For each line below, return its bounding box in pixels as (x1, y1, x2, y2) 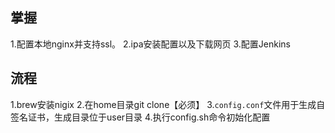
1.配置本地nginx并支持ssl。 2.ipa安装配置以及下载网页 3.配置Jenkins (10, 38, 291, 50)
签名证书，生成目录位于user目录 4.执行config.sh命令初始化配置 (10, 111, 271, 123)
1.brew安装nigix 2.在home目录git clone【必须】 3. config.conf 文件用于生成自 (10, 98, 326, 110)
